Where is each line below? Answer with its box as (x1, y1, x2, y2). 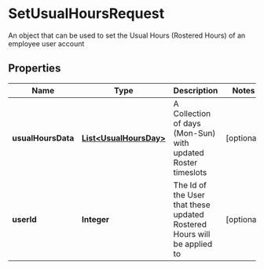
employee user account (8, 38, 85, 48)
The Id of (173, 180, 207, 191)
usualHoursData (12, 133, 75, 144)
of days (173, 118, 202, 129)
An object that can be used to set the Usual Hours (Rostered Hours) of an (8, 31, 246, 40)
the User (173, 189, 206, 200)
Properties (8, 62, 61, 75)
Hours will (173, 228, 211, 239)
